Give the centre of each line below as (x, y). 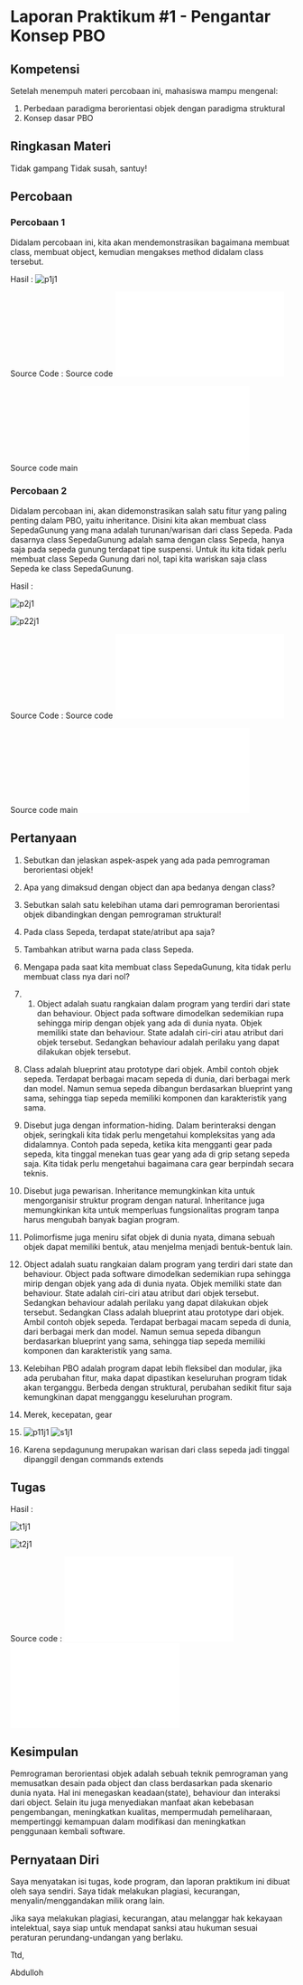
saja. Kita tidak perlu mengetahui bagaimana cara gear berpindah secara (158, 1163)
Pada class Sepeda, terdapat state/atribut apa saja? (119, 931)
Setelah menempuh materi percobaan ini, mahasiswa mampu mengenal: (144, 91)
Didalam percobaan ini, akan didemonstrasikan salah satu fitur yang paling (149, 510)
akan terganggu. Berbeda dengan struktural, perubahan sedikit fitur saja (157, 1387)
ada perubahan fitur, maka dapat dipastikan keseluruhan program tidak (155, 1377)
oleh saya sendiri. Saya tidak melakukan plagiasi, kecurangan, (125, 1891)
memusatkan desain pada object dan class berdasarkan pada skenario (142, 1783)
